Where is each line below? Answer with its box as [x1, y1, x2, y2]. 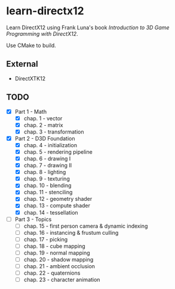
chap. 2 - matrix [23, 121, 64, 129]
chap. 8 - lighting [23, 169, 66, 176]
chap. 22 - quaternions [23, 269, 81, 276]
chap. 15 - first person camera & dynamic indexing [23, 222, 148, 229]
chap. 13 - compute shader [23, 202, 91, 209]
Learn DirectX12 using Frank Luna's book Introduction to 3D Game [6, 24, 170, 31]
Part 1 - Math [14, 108, 47, 115]
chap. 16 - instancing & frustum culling [23, 229, 119, 236]
